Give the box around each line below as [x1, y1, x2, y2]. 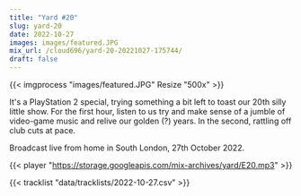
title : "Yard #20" [9, 13, 78, 22]
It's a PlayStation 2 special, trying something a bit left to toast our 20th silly [9, 97, 287, 107]
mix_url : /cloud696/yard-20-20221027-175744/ [9, 47, 182, 55]
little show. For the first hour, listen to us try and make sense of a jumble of [9, 107, 286, 116]
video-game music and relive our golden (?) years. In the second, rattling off [9, 115, 292, 126]
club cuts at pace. [9, 125, 76, 135]
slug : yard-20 [9, 21, 63, 30]
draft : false [9, 55, 58, 64]
